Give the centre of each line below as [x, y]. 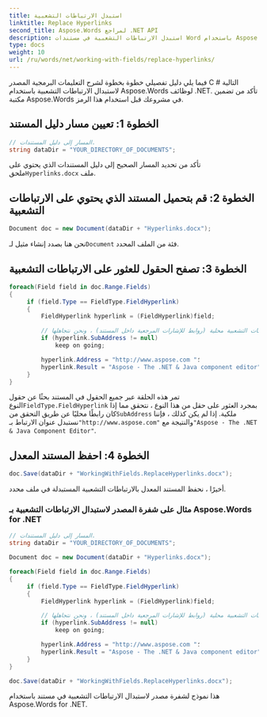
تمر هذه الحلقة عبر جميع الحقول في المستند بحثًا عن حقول [95, 397]
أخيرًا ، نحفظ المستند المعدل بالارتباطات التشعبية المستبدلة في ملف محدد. [118, 489]
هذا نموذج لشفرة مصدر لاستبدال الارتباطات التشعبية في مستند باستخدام [114, 696]
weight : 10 [27, 52]
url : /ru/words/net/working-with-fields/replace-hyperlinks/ [112, 60]
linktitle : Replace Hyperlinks [61, 23]
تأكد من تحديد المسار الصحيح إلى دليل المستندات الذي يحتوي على [105, 165]
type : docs [27, 45]
